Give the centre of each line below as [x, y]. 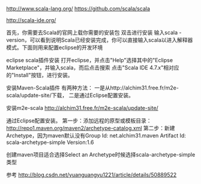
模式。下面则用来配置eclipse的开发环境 [55, 47]
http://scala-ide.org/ [31, 20]
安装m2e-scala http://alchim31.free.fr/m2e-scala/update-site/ [82, 108]
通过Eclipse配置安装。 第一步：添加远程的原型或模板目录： [79, 121]
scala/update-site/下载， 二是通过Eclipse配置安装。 [70, 95]
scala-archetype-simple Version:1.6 [50, 142]
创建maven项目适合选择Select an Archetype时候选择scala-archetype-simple [101, 154]
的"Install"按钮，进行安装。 [40, 75]
